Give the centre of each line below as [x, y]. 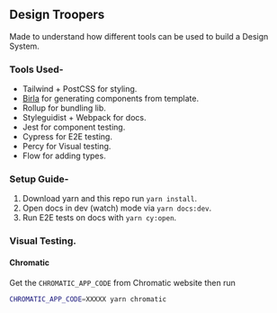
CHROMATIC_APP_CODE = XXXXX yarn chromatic [88, 299]
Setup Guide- [39, 179]
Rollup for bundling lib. [64, 108]
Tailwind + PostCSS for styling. [80, 89]
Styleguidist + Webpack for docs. [84, 118]
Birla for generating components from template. [111, 99]
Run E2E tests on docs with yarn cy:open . [99, 218]
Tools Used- [37, 69]
